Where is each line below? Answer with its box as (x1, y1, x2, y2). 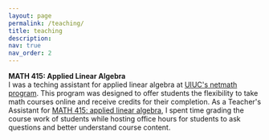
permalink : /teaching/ (8, 19, 84, 27)
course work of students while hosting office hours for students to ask (8, 114, 241, 123)
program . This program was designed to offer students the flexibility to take (8, 89, 259, 97)
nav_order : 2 (8, 49, 52, 57)
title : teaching (8, 27, 63, 35)
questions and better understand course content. (8, 122, 171, 132)
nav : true (8, 42, 42, 50)
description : (8, 34, 52, 43)
